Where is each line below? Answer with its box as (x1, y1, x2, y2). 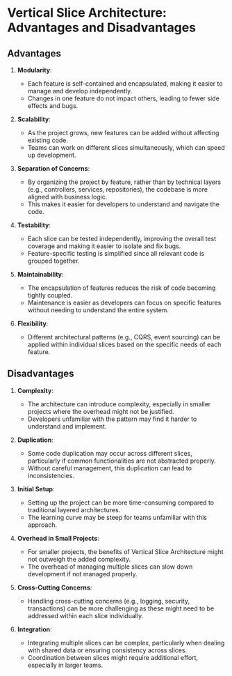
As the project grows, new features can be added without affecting (27, 129, 219, 137)
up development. (27, 151, 76, 159)
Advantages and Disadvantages (7, 20, 197, 36)
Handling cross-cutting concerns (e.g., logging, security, (27, 597, 190, 605)
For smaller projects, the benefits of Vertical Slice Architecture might (27, 547, 224, 555)
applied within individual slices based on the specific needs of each (27, 340, 222, 348)
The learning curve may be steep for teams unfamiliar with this (27, 513, 207, 521)
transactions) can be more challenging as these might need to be (27, 604, 215, 613)
